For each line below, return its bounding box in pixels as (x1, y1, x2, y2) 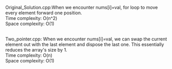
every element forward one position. (5, 10, 82, 16)
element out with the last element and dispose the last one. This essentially (5, 41, 164, 48)
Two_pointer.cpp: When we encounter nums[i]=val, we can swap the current (5, 36, 167, 42)
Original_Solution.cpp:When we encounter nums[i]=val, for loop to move (5, 5, 158, 10)
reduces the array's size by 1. (5, 47, 68, 53)
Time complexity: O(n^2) (5, 15, 58, 21)
